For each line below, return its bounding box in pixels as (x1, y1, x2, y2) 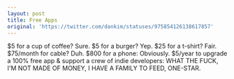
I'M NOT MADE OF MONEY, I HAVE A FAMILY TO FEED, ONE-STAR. (7, 64, 201, 73)
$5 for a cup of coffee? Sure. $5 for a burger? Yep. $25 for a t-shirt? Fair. (7, 42, 217, 51)
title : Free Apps (7, 17, 58, 24)
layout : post (7, 10, 45, 17)
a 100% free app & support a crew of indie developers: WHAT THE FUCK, (7, 57, 219, 65)
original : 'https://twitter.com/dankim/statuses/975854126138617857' (7, 23, 214, 30)
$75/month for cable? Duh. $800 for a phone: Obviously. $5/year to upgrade (7, 49, 228, 58)
